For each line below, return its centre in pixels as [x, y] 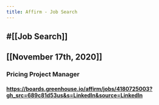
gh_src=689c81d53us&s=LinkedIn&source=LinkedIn [75, 95]
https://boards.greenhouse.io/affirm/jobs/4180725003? [79, 89]
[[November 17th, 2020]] [54, 57]
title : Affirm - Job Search [42, 12]
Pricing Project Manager [43, 75]
